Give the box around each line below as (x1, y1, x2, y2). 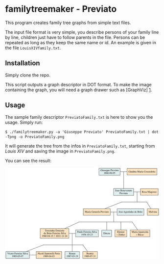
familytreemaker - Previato (5, 3, 117, 15)
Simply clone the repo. (5, 72, 50, 78)
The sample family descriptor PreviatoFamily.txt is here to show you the (5, 114, 153, 120)
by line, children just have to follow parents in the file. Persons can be (5, 34, 145, 40)
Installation (5, 59, 40, 67)
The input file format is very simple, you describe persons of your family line (5, 29, 159, 35)
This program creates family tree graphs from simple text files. (5, 20, 131, 26)
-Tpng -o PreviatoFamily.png (5, 134, 65, 139)
